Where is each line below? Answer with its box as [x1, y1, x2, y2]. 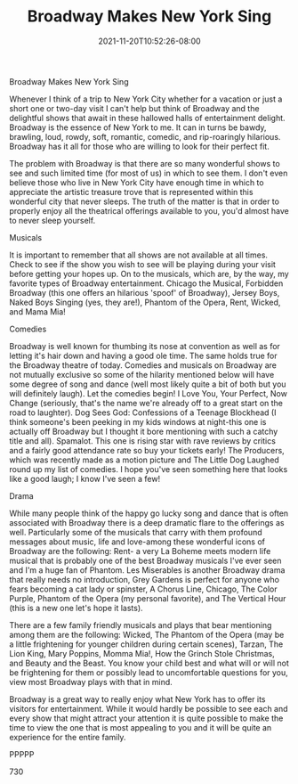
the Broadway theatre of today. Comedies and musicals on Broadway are [9, 359, 278, 371]
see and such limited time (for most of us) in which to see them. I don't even [9, 167, 288, 178]
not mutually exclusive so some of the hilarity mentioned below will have [9, 369, 275, 380]
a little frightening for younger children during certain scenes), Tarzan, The [9, 639, 284, 649]
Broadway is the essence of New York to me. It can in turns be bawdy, [9, 122, 267, 133]
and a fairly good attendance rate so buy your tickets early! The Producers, [9, 445, 285, 455]
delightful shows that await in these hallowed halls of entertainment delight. [9, 112, 286, 123]
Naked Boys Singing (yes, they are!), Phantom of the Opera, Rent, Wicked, [9, 297, 281, 307]
